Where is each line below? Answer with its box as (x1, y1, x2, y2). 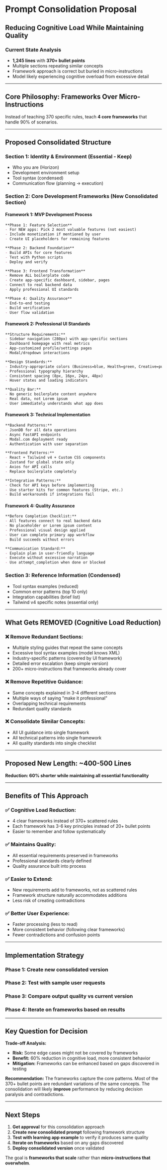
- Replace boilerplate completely (5, 469, 77, 474)
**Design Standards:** (5, 359, 52, 364)
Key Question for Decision (5, 1027, 88, 1036)
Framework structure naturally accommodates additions (12, 892, 127, 898)
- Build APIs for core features (5, 250, 72, 255)
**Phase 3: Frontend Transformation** (5, 268, 85, 273)
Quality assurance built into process (12, 863, 86, 869)
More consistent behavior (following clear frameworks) (12, 927, 125, 933)
